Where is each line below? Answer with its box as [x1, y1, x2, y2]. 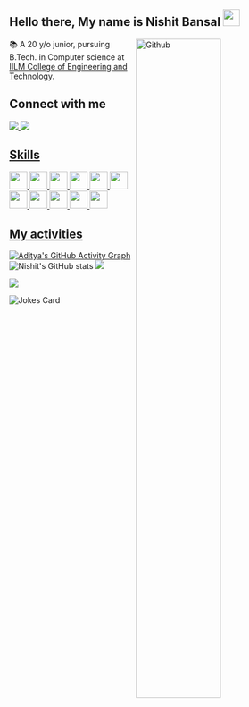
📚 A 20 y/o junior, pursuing [9, 38, 111, 49]
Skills [9, 147, 40, 163]
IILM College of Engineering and [9, 61, 128, 72]
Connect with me [9, 97, 107, 112]
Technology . [9, 71, 55, 81]
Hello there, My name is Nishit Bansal [9, 14, 221, 29]
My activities [9, 226, 83, 241]
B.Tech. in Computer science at [9, 51, 125, 63]
